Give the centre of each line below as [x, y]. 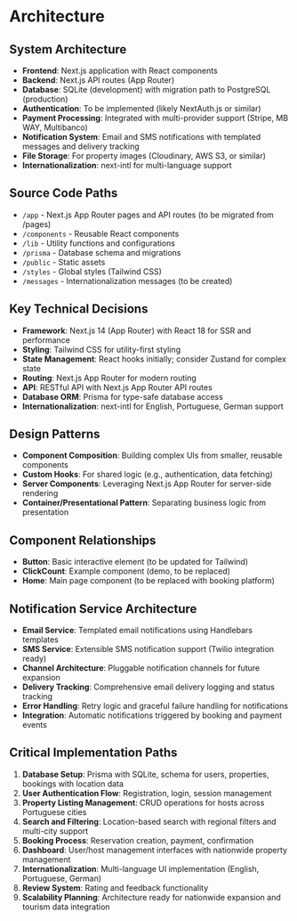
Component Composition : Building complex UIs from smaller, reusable [152, 455]
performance [46, 339]
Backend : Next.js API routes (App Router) [98, 80]
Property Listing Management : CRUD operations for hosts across [143, 803]
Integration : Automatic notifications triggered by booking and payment [152, 715]
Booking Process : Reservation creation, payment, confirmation [138, 840]
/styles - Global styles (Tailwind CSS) [92, 271]
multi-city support [55, 831]
